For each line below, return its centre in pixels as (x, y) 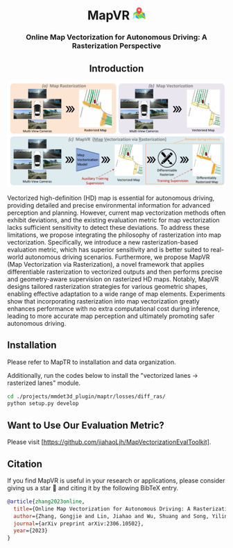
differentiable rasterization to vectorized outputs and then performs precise (115, 272)
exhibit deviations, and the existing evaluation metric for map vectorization (113, 220)
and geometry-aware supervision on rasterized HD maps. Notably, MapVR (113, 279)
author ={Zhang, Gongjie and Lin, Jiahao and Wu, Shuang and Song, (111, 516)
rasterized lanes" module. (44, 383)
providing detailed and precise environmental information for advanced (109, 205)
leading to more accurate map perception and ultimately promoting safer (111, 316)
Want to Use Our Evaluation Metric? (86, 425)
